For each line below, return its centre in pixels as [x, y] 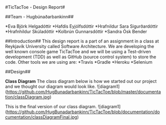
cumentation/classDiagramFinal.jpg [41, 117]
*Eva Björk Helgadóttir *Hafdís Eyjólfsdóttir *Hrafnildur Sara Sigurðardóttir [82, 26]
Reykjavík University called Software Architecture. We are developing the [80, 46]
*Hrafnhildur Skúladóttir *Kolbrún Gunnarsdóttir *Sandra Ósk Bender [76, 31]
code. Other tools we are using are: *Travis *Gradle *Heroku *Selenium [79, 62]
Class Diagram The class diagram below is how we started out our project [81, 81]
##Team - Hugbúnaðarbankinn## [39, 17]
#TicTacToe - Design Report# [35, 7]
